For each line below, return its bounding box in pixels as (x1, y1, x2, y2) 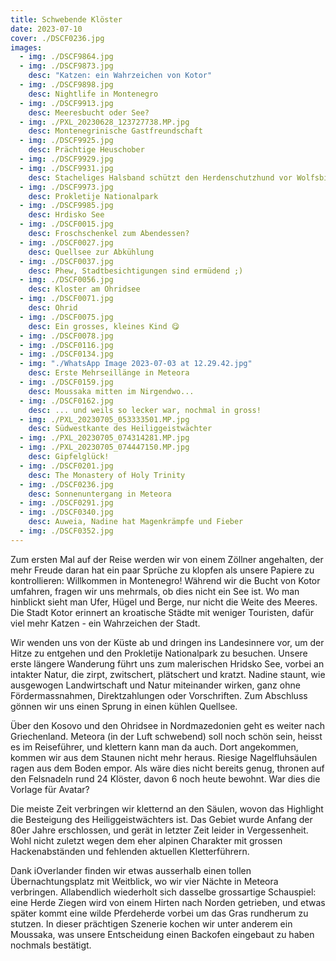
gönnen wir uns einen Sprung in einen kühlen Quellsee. (10, 700, 238, 712)
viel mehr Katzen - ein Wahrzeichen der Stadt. (10, 617, 201, 629)
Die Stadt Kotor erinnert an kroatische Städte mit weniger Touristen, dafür (10, 606, 315, 618)
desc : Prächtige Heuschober (28, 145, 145, 155)
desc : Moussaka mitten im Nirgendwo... (28, 386, 195, 396)
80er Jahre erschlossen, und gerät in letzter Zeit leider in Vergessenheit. (10, 824, 309, 836)
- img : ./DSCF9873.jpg (19, 61, 114, 71)
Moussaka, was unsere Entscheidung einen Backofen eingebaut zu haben (10, 928, 315, 940)
